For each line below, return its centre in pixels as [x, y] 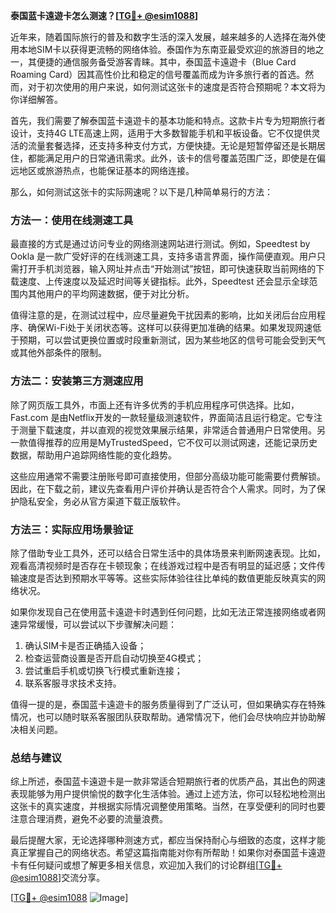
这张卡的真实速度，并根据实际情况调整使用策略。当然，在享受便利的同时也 [163, 806]
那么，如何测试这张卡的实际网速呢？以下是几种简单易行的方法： [141, 192]
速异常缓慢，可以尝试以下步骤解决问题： [93, 624]
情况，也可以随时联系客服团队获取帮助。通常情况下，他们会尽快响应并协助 [163, 716]
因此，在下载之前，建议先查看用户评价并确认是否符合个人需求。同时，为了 [163, 488]
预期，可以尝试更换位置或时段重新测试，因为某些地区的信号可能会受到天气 [172, 340]
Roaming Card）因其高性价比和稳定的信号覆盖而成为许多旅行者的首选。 [158, 74]
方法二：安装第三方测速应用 [77, 381]
